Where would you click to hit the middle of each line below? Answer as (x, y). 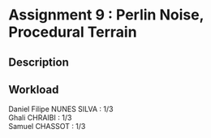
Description (39, 62)
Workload (34, 90)
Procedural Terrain (73, 32)
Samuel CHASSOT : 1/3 (47, 127)
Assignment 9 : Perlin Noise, (106, 15)
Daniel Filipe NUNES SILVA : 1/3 (61, 109)
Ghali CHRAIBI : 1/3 (40, 118)
